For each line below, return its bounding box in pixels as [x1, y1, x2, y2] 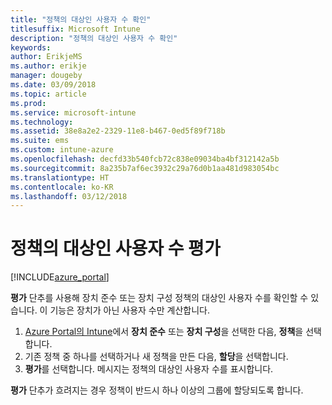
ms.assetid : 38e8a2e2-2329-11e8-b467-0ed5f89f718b [10, 126, 226, 136]
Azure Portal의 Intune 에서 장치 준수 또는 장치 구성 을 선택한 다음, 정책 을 [24, 326, 304, 338]
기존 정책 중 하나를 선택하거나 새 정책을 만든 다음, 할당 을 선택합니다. [24, 351, 289, 363]
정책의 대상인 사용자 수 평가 [10, 237, 221, 260]
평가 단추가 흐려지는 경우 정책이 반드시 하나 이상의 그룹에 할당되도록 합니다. [10, 384, 304, 396]
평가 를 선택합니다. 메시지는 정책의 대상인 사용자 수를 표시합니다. [24, 363, 274, 375]
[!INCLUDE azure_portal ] [10, 271, 110, 283]
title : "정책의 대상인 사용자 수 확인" [10, 14, 152, 25]
